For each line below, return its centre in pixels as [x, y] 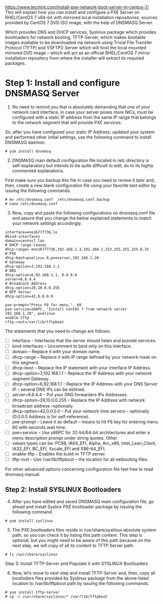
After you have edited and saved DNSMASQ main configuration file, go [83, 501]
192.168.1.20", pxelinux [30, 313]
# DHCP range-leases [26, 245]
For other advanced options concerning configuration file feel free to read [79, 469]
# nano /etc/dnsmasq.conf [31, 204]
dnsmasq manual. [23, 474]
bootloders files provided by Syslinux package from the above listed [80, 578]
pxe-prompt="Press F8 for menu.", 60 [43, 305]
